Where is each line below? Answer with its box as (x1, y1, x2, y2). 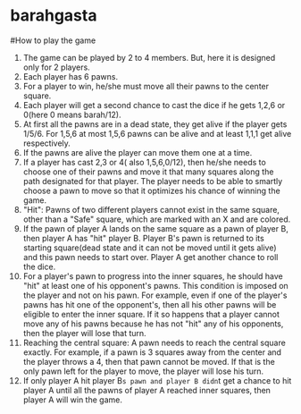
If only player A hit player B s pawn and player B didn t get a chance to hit (22, 375, 292, 385)
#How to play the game (10, 35, 96, 46)
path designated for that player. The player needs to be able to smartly (22, 175, 283, 186)
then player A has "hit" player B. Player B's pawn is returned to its (22, 232, 264, 243)
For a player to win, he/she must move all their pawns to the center (22, 80, 270, 91)
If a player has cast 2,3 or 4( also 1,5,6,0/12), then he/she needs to (22, 156, 266, 167)
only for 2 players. (22, 62, 90, 72)
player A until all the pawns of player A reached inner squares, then (22, 384, 272, 395)
